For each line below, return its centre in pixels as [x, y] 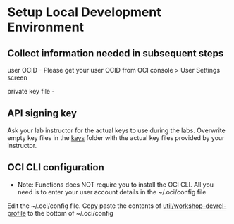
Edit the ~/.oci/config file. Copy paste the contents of [85, 206]
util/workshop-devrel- [195, 206]
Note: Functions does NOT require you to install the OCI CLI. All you [115, 185]
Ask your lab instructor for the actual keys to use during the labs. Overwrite [116, 130]
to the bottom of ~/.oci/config [71, 213]
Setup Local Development [84, 12]
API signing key [42, 113]
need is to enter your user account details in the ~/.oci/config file [112, 192]
